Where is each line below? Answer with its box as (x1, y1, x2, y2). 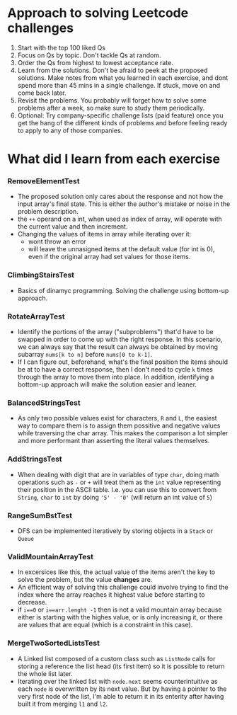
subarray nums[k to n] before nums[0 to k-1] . (17, 350, 153, 359)
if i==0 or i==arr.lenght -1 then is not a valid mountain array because (17, 605, 222, 614)
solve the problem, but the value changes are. (17, 576, 153, 584)
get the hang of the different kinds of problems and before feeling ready (17, 118, 228, 127)
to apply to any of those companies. (17, 126, 123, 135)
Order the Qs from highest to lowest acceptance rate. (17, 58, 173, 67)
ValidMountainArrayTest (7, 551, 94, 561)
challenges (7, 20, 74, 36)
